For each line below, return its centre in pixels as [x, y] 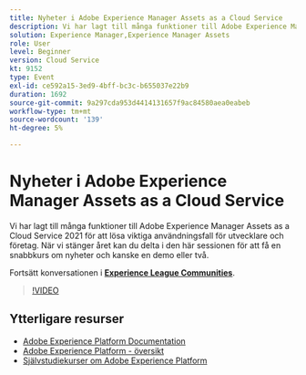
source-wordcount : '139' [56, 120]
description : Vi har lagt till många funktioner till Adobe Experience [148, 26]
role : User [30, 43]
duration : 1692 [38, 94]
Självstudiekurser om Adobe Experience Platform [115, 360]
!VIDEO [45, 290]
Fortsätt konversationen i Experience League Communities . [122, 272]
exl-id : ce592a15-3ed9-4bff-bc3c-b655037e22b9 [99, 86]
